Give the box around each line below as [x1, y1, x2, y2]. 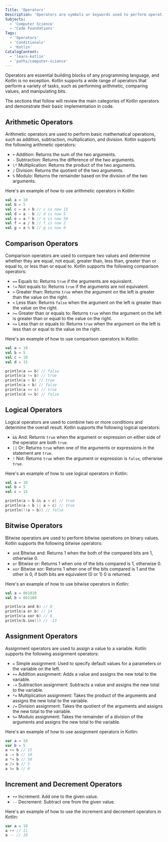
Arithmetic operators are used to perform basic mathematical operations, [5, 131, 156, 137]
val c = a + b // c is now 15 [5, 206, 68, 212]
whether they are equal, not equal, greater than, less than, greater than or [5, 258, 156, 263]
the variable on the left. [12, 666, 60, 672]
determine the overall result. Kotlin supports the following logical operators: [5, 424, 160, 430]
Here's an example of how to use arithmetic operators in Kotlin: [5, 188, 135, 194]
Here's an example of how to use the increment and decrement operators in [5, 808, 161, 814]
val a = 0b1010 [5, 591, 37, 596]
